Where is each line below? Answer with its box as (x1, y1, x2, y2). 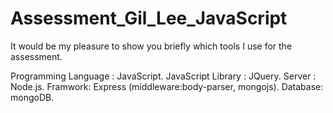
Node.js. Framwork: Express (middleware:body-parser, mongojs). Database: (10, 80, 324, 92)
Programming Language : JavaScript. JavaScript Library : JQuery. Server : (10, 70, 317, 82)
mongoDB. (10, 91, 55, 103)
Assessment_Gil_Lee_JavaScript (10, 7, 288, 30)
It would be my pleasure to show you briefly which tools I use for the (10, 40, 293, 52)
